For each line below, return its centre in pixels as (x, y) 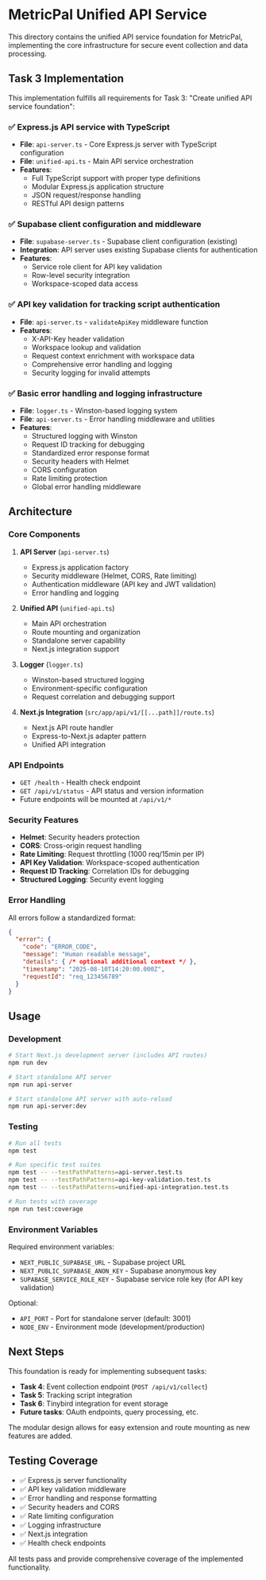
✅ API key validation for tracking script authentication (114, 304)
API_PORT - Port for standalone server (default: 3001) (105, 1318)
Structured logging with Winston (85, 436)
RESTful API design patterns (78, 204)
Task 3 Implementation (66, 78)
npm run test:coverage (46, 1209)
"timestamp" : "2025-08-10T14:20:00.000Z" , (94, 969)
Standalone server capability (78, 640)
